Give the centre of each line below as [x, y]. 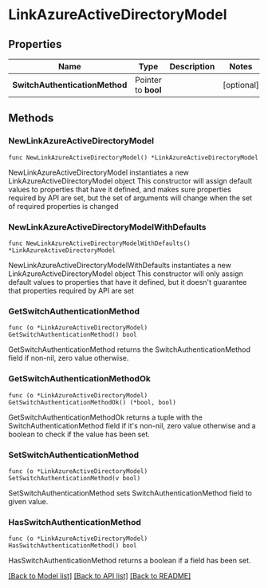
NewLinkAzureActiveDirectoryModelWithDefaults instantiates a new [120, 265]
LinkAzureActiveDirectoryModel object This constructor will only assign [126, 274]
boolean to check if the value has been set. [79, 434]
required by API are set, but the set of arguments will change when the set [130, 198]
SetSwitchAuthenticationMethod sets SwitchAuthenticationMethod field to [130, 493]
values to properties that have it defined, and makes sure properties [120, 189]
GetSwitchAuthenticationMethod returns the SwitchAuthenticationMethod [130, 349]
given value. [28, 501]
